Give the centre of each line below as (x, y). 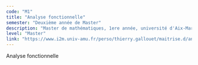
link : (13, 39)
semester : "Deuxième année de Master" (54, 22)
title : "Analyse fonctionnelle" (46, 17)
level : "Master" (26, 34)
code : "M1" (19, 12)
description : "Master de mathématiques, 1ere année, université (87, 28)
